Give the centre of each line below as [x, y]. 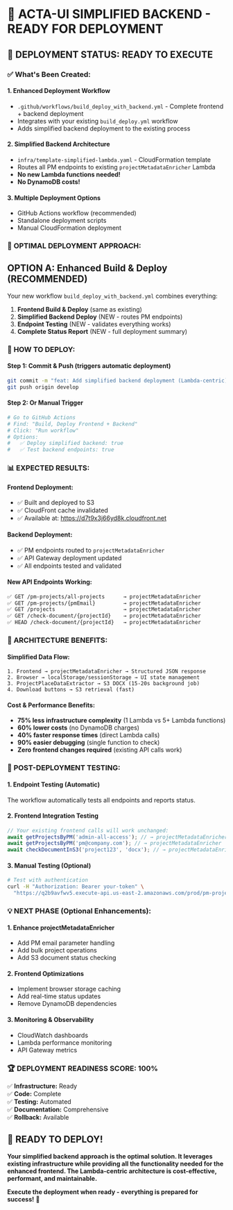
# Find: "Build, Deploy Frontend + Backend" [72, 424]
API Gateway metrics [47, 1050]
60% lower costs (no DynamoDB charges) [78, 728]
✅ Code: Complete [34, 1093]
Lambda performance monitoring [64, 1042]
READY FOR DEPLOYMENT [85, 29]
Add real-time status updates [59, 996]
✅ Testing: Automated [39, 1101]
